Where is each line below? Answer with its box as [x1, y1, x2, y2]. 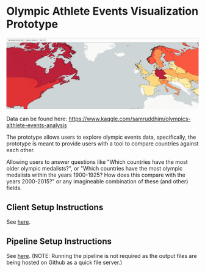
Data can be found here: [6, 115, 68, 123]
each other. [6, 147, 35, 154]
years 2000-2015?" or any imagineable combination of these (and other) [6, 178, 189, 185]
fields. [6, 185, 23, 192]
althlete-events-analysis [6, 122, 67, 129]
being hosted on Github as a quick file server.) [6, 259, 123, 266]
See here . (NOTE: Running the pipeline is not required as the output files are [6, 252, 197, 260]
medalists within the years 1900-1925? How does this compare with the [6, 171, 186, 178]
